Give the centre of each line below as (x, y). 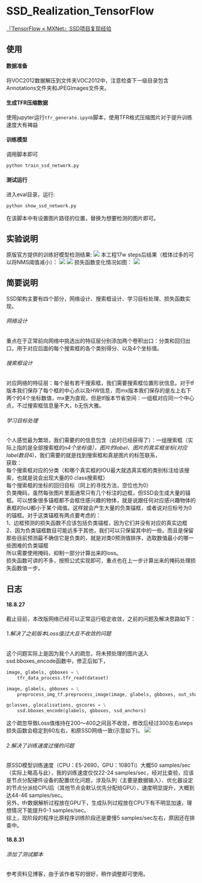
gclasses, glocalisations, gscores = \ (56, 705)
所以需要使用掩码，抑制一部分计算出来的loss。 (64, 553)
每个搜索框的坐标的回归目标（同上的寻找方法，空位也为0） (79, 485)
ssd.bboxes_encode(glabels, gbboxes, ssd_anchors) (82, 711)
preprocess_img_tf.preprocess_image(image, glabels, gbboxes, (96, 694)
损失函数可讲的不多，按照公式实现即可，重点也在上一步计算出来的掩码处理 (98, 560)
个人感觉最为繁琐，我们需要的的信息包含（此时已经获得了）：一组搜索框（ (97, 440)
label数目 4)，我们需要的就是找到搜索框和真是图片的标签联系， (84, 455)
